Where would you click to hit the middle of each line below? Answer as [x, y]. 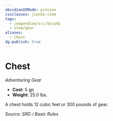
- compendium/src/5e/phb [35, 23]
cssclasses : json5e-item [31, 14]
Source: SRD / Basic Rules [32, 114]
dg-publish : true [23, 42]
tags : [11, 19]
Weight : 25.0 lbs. [30, 95]
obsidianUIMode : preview [31, 10]
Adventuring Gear [23, 80]
